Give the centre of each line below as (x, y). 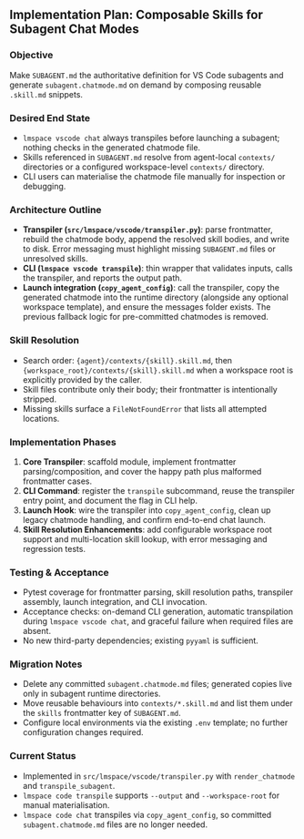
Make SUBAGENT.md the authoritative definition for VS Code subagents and (147, 75)
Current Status (43, 756)
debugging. (44, 186)
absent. (37, 631)
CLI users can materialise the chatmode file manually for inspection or (154, 176)
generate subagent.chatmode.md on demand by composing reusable (136, 85)
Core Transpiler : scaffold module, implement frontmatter (129, 461)
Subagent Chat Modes (74, 30)
